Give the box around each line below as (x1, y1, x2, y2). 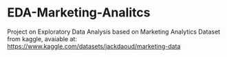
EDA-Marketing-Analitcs (7, 5, 151, 21)
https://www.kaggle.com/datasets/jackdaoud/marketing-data (7, 42, 181, 50)
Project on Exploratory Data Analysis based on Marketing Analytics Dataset (7, 27, 221, 36)
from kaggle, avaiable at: (7, 34, 78, 43)
